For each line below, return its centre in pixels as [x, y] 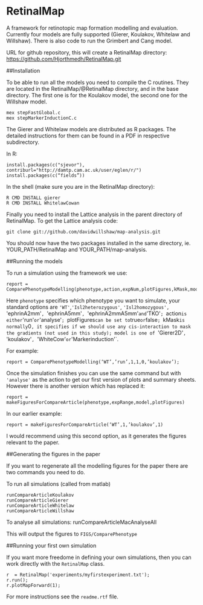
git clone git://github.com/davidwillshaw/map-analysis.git [84, 232]
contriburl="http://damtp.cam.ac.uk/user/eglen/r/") [74, 170]
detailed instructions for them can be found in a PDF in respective [88, 136]
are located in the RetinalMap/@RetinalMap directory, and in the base [93, 88]
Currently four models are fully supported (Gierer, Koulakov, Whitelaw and [98, 34]
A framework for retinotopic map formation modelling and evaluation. [92, 28]
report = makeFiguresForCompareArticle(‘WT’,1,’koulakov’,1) [85, 425]
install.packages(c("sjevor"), [46, 165]
